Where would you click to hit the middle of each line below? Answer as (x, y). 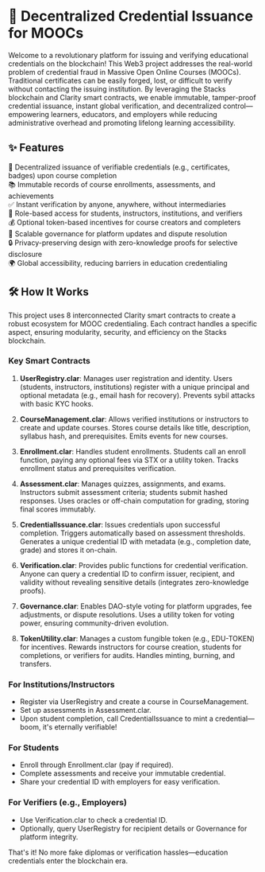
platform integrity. (49, 837)
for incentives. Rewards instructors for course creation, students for (131, 647)
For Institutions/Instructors (61, 684)
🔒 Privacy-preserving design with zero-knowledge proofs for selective (123, 243)
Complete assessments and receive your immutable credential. (123, 773)
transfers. (35, 664)
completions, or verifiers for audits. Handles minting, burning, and (127, 655)
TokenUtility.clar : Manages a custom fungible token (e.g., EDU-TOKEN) (137, 638)
